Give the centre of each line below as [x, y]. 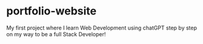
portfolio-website [51, 11]
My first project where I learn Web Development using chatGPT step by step [102, 28]
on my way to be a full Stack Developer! [56, 34]
